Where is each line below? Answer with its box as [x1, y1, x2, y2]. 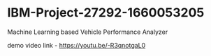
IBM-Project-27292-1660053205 [7, 5, 205, 21]
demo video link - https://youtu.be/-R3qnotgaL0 [7, 41, 146, 49]
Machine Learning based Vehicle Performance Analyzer [7, 28, 168, 36]
